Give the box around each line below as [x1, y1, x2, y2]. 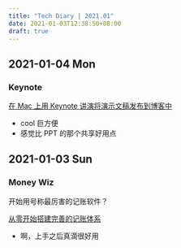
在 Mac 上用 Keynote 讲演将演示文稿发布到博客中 [8, 101, 173, 111]
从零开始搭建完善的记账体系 [8, 213, 101, 224]
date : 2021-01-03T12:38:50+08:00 [8, 20, 122, 28]
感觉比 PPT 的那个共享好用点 [19, 128, 117, 138]
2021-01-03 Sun [8, 152, 93, 167]
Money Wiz [8, 176, 54, 188]
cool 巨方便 [19, 119, 58, 128]
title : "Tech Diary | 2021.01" [8, 11, 114, 20]
